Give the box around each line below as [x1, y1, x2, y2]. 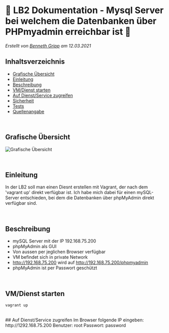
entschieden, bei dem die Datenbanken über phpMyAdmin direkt [20, 195, 154, 201]
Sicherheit [12, 98, 34, 104]
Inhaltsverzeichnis [5, 58, 65, 66]
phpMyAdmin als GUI [12, 244, 57, 250]
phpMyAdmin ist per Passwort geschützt [12, 265, 97, 271]
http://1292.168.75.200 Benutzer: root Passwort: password [5, 322, 126, 328]
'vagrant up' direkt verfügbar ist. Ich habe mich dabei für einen [5, 189, 136, 196]
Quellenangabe [12, 108, 44, 114]
